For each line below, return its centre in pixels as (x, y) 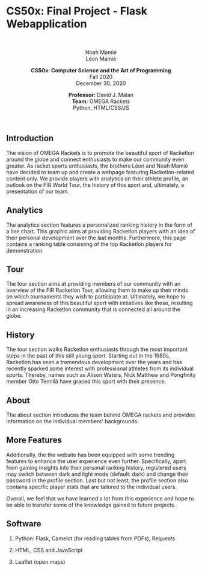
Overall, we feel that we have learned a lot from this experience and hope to (100, 498)
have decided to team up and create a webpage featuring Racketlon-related (100, 172)
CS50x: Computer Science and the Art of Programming (101, 70)
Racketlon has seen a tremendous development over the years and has (94, 362)
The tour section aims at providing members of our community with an (93, 284)
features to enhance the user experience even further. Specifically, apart (96, 461)
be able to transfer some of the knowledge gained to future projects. (91, 505)
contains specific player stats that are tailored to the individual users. (92, 487)
